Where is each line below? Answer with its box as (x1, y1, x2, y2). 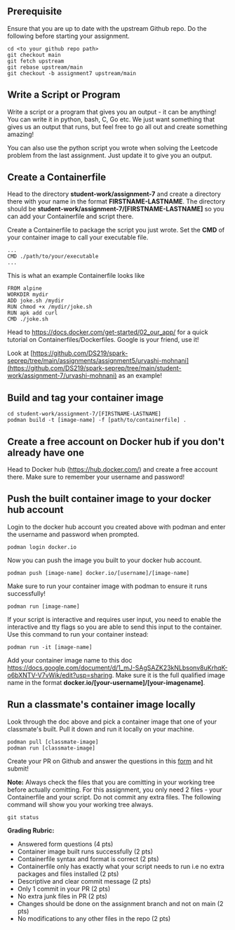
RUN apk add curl (7, 310, 58, 317)
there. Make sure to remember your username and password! (7, 473, 185, 481)
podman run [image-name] (7, 603, 80, 610)
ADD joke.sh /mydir (7, 298, 65, 305)
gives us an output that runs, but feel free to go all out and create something (7, 122, 228, 131)
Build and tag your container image (7, 392, 163, 404)
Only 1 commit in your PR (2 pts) (17, 884, 111, 893)
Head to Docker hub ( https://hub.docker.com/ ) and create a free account (7, 465, 218, 474)
